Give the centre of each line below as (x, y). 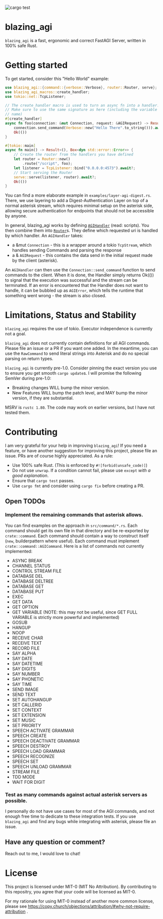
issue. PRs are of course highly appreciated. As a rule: (59, 456)
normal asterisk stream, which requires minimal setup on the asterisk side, (79, 206)
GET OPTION (25, 607)
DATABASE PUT (28, 591)
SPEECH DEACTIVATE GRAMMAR (46, 741)
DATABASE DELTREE (33, 581)
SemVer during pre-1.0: (28, 379)
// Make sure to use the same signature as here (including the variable (81, 110)
